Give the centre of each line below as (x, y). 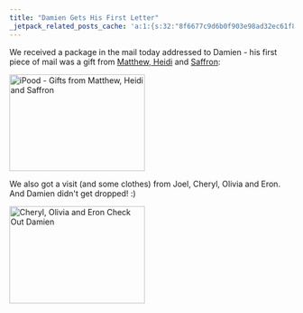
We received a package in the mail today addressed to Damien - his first (143, 52)
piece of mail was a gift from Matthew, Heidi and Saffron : (115, 62)
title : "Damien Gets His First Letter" (84, 18)
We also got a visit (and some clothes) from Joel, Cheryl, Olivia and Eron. (145, 184)
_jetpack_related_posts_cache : (68, 26)
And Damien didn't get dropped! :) (73, 193)
